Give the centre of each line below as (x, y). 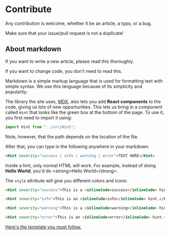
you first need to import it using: (39, 117)
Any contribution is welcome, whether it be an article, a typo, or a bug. (79, 23)
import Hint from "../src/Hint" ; (40, 127)
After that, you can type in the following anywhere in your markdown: (77, 146)
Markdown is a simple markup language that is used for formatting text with (84, 81)
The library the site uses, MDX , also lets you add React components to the (83, 101)
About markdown (33, 49)
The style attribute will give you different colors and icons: (67, 180)
